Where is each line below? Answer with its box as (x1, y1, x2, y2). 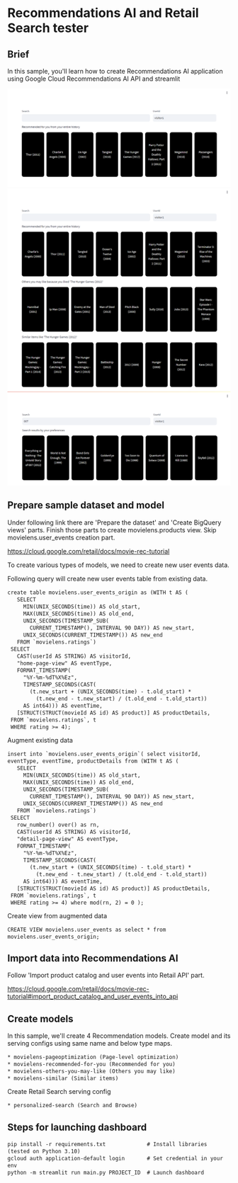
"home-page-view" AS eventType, (16, 660, 113, 667)
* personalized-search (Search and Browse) (7, 1102, 138, 1109)
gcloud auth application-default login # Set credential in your (7, 1155, 223, 1162)
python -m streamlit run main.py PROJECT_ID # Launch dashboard (7, 1170, 204, 1177)
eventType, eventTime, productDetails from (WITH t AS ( (7, 758, 179, 765)
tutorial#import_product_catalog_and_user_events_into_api (7, 993, 178, 1001)
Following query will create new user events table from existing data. (7, 574, 208, 583)
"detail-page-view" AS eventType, (16, 835, 119, 842)
